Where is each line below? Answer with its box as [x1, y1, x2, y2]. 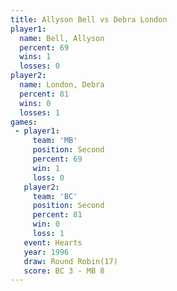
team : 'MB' [32, 136, 78, 146]
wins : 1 [19, 52, 52, 62]
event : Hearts [23, 237, 83, 248]
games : [10, 117, 38, 127]
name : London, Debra [19, 80, 105, 90]
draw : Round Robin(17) [23, 256, 118, 266]
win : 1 [32, 163, 60, 173]
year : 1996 [23, 247, 70, 257]
